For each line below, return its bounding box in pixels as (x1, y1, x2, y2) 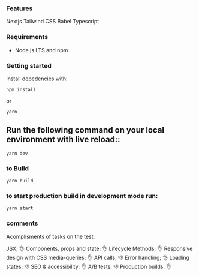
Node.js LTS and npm (14, 46, 68, 53)
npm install (6, 86, 36, 92)
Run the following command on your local (6, 125, 165, 136)
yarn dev (6, 150, 28, 157)
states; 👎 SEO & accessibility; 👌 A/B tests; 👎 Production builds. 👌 (6, 263, 172, 270)
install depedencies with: (6, 75, 68, 82)
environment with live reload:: (6, 134, 121, 145)
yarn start (6, 205, 34, 211)
